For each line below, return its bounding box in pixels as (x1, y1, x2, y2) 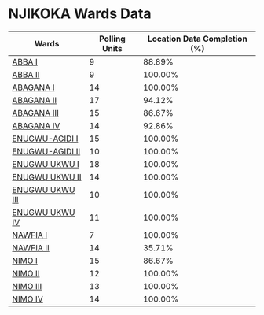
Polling (99, 33, 126, 44)
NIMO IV (12, 293, 43, 304)
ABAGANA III (12, 107, 59, 118)
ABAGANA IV (12, 120, 60, 131)
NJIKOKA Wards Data (8, 5, 152, 23)
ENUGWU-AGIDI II (12, 146, 81, 157)
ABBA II (12, 69, 40, 80)
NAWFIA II (12, 242, 49, 253)
